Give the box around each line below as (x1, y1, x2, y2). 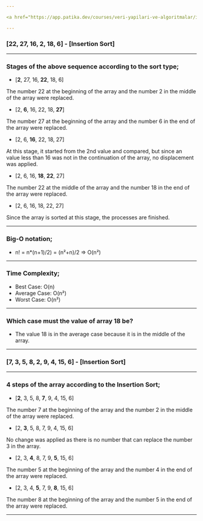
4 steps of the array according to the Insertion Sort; (6, 380, 161, 389)
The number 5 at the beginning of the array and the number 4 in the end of (6, 466, 193, 473)
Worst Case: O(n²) (14, 296, 61, 303)
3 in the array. (6, 442, 41, 450)
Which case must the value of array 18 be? (6, 316, 134, 325)
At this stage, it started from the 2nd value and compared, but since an (6, 148, 182, 155)
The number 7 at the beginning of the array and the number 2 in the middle (6, 406, 193, 413)
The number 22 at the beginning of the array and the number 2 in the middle (6, 88, 196, 95)
